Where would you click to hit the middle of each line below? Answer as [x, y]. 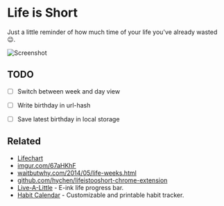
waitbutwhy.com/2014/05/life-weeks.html [77, 173]
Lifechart [30, 158]
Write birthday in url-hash [54, 105]
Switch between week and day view [68, 91]
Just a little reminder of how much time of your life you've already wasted [112, 32]
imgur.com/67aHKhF [46, 165]
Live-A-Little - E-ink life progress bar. [70, 187]
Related [24, 141]
